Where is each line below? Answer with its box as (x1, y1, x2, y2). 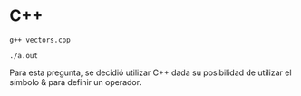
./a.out (9, 51, 39, 60)
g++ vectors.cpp (9, 35, 71, 44)
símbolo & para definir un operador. (9, 76, 142, 87)
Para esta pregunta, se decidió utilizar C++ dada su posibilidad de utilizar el (9, 67, 292, 78)
